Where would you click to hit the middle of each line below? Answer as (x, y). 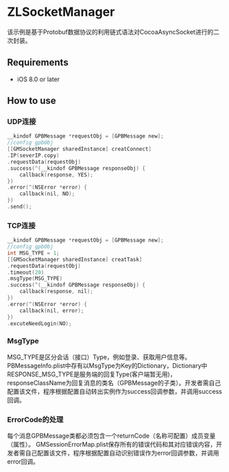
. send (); (20, 207)
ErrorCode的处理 (35, 419)
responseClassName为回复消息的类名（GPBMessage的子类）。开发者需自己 (114, 383)
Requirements (38, 63)
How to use (32, 101)
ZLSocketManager (61, 12)
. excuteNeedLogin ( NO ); (39, 323)
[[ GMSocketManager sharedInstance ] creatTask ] (75, 259)
